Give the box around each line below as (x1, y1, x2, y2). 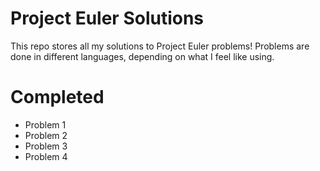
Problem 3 (24, 140, 68, 152)
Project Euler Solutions (10, 7, 205, 30)
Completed (10, 86, 105, 109)
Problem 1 (24, 118, 67, 131)
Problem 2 (24, 129, 68, 141)
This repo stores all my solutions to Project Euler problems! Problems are (10, 40, 310, 52)
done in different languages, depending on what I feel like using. (10, 50, 275, 62)
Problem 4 (24, 150, 68, 162)
